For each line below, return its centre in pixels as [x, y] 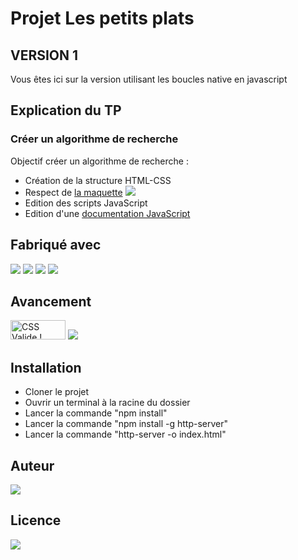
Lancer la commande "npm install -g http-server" [126, 424]
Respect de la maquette [73, 192]
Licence [36, 520]
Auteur [32, 465]
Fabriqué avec [56, 245]
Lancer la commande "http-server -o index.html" [125, 434]
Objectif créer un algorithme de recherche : [99, 161]
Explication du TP [66, 110]
